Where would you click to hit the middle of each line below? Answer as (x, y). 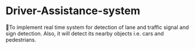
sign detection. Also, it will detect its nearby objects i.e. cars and (85, 33)
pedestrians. (21, 40)
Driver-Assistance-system (73, 11)
